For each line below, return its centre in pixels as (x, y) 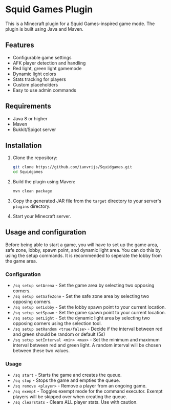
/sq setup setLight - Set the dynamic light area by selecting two (81, 318)
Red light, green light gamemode (47, 68)
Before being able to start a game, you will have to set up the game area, (82, 245)
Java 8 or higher (30, 118)
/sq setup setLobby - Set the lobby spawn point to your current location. (89, 307)
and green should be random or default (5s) (59, 334)
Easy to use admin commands (45, 90)
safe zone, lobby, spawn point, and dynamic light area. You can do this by (83, 250)
